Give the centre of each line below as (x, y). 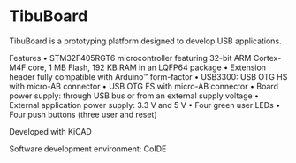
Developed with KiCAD (51, 131)
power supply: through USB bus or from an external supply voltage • (134, 96)
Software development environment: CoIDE (88, 149)
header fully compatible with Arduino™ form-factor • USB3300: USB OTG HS (148, 76)
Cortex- (267, 58)
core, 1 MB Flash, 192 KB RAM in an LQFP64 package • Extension (147, 67)
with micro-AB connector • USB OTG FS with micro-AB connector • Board (144, 86)
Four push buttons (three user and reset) (83, 114)
